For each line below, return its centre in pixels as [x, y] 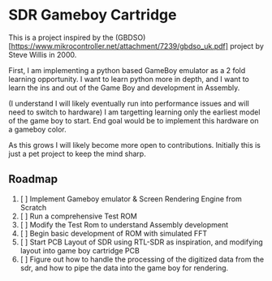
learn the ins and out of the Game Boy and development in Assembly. [124, 88]
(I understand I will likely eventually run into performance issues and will [129, 103]
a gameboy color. [37, 129]
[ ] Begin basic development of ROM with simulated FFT [114, 233]
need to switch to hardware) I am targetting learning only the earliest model [134, 112]
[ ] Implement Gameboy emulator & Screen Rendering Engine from [131, 199]
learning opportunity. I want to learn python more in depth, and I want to [129, 79]
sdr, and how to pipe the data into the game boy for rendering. [124, 268]
